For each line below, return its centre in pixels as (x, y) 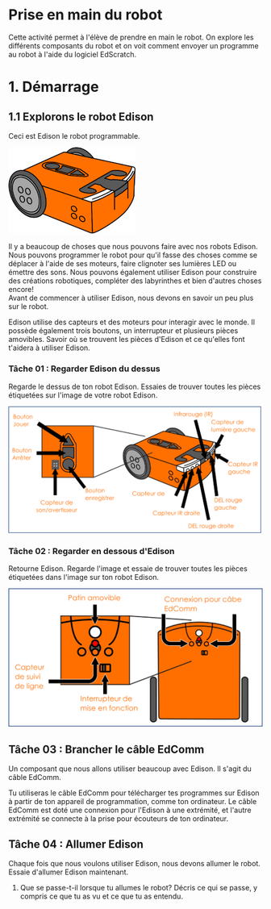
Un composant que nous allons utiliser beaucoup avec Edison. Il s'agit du (130, 769)
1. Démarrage (54, 87)
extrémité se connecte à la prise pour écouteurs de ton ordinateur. (119, 819)
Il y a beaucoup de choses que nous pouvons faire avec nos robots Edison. (133, 247)
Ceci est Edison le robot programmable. (74, 136)
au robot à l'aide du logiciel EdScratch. (73, 54)
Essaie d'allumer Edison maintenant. (69, 872)
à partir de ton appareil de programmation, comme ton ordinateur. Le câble (133, 802)
